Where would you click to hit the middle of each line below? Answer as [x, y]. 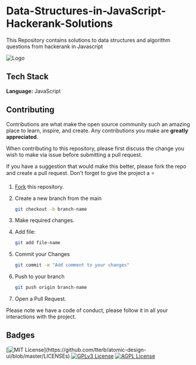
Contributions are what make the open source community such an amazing [98, 124]
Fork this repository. [39, 186]
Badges [20, 336]
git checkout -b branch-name [51, 209]
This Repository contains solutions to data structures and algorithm [88, 40]
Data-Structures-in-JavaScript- [86, 11]
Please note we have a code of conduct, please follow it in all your [87, 310]
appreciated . [22, 137]
